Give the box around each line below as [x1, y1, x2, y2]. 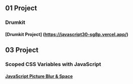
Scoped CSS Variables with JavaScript [5, 61, 101, 68]
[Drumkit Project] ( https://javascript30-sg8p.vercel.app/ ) [5, 31, 128, 37]
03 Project [5, 46, 39, 54]
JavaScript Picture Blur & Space [5, 73, 73, 79]
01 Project [5, 4, 37, 12]
